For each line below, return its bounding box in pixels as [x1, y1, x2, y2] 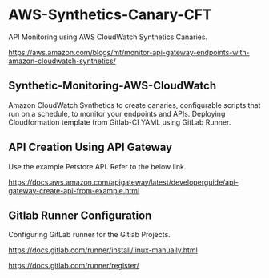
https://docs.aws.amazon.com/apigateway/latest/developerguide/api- [8, 177, 239, 187]
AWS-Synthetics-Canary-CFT [8, 6, 212, 24]
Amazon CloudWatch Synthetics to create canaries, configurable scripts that [8, 100, 261, 109]
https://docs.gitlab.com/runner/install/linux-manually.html [8, 245, 198, 255]
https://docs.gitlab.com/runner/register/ [8, 261, 140, 271]
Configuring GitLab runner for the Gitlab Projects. [8, 230, 171, 240]
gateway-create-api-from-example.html [8, 185, 140, 195]
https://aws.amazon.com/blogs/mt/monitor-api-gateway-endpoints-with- [8, 47, 250, 57]
